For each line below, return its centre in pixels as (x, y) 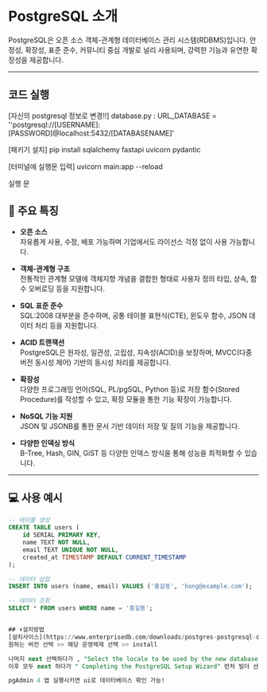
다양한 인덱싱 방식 (47, 442)
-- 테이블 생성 (29, 520)
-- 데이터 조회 (29, 601)
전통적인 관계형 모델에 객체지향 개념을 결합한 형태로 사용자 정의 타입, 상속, (134, 278)
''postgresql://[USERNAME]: (54, 124)
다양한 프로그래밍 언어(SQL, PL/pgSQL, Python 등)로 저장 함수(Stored (130, 389)
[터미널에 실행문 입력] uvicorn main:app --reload (85, 166)
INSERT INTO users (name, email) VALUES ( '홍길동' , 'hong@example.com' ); (130, 587)
